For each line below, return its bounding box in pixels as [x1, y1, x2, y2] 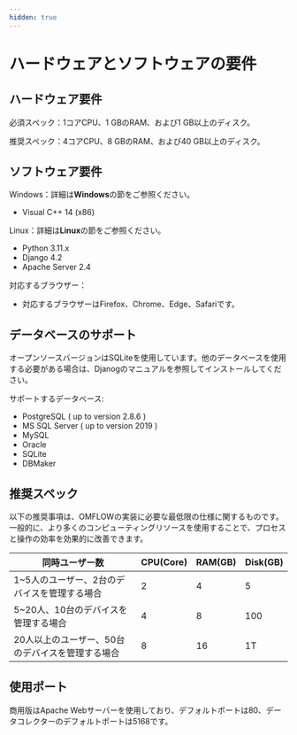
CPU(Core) [141, 556, 188, 569]
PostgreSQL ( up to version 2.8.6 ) [21, 411, 147, 422]
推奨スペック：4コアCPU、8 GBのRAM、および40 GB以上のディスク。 [9, 135, 265, 146]
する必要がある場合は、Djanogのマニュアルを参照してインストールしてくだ [9, 364, 282, 375]
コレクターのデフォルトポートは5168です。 [16, 716, 173, 726]
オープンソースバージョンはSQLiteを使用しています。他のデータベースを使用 [9, 352, 287, 363]
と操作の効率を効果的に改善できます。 [9, 533, 148, 545]
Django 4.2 [21, 252, 63, 263]
